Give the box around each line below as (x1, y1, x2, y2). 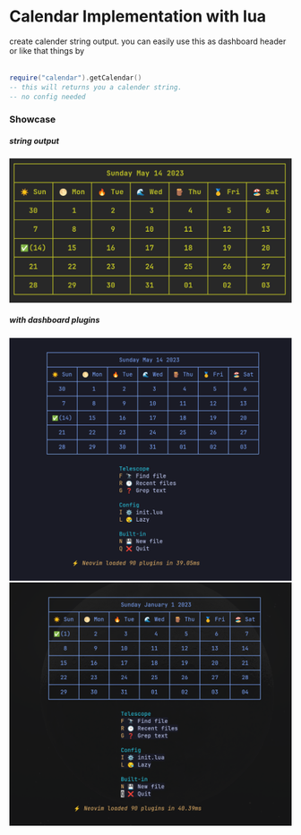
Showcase (9, 114, 56, 126)
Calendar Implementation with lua (9, 6, 267, 27)
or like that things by (9, 45, 85, 55)
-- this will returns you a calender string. (9, 82, 182, 91)
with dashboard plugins (9, 315, 100, 326)
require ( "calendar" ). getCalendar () (9, 73, 142, 82)
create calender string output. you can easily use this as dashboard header (9, 36, 287, 47)
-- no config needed (9, 92, 87, 101)
